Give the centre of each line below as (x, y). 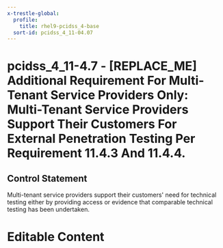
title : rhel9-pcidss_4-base (59, 26)
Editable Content (56, 237)
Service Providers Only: (119, 95)
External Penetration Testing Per (101, 139)
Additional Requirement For (87, 81)
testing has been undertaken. (49, 210)
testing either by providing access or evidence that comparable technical (110, 202)
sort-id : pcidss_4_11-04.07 (53, 32)
